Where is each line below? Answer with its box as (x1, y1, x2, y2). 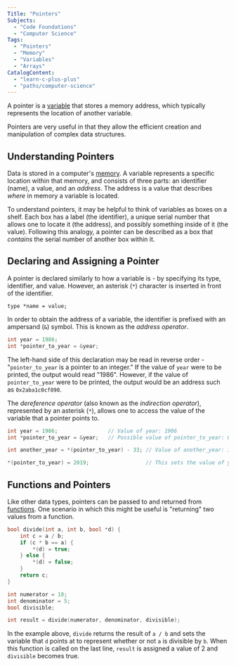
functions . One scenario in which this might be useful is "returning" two (7, 504, 214, 513)
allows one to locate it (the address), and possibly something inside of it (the (7, 220, 229, 229)
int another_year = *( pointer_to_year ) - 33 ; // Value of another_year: (7, 447, 225, 454)
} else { (20, 552, 46, 559)
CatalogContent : (7, 69, 55, 76)
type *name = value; (7, 302, 68, 309)
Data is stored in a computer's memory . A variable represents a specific (7, 169, 215, 178)
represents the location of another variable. (7, 109, 133, 117)
